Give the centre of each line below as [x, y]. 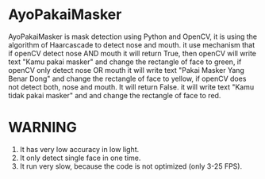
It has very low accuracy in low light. [79, 149]
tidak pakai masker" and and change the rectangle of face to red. [115, 95]
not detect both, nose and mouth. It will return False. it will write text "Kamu [131, 87]
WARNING [42, 128]
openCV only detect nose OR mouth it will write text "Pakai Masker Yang [126, 70]
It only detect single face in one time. [80, 158]
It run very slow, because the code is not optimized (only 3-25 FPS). [131, 166]
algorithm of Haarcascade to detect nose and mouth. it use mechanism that [132, 44]
